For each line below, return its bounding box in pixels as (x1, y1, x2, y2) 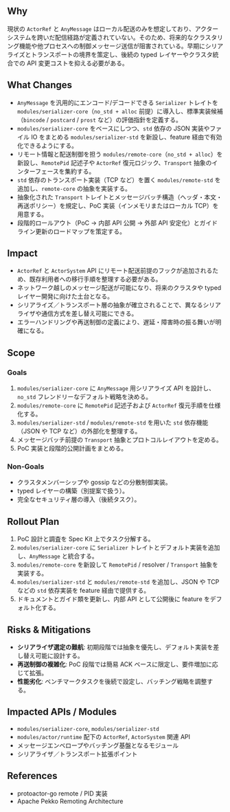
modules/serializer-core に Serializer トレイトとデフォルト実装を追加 (16, 543, 220, 552)
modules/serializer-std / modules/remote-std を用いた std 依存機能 (16, 418, 209, 427)
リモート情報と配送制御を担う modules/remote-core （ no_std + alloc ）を (16, 150, 223, 158)
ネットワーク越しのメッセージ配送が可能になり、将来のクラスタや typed (16, 284, 222, 292)
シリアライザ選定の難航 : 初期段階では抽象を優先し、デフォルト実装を (16, 643, 214, 651)
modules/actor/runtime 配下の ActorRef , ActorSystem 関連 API (16, 732, 191, 741)
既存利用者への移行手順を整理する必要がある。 (29, 275, 162, 284)
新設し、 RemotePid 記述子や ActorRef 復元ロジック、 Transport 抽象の (16, 158, 212, 167)
